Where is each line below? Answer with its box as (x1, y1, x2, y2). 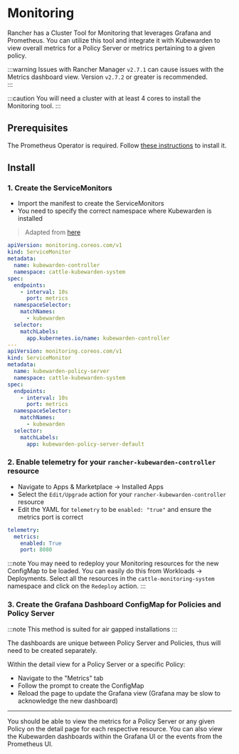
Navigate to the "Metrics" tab (17, 674, 104, 682)
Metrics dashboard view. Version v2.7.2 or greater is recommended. (7, 73, 208, 81)
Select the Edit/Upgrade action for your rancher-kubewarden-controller (17, 490, 226, 498)
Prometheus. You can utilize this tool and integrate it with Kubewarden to (7, 36, 221, 44)
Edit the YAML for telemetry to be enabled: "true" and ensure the (17, 505, 212, 513)
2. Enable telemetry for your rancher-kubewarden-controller (7, 457, 216, 467)
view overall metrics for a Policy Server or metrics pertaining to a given (7, 43, 216, 52)
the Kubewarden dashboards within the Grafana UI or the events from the (7, 732, 223, 740)
